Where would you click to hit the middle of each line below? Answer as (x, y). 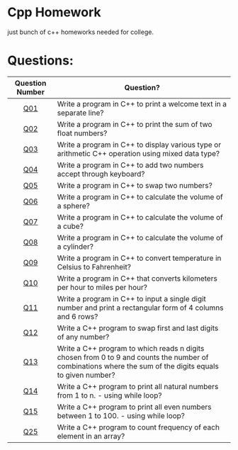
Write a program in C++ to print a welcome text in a (142, 103)
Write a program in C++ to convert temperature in (139, 258)
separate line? (80, 113)
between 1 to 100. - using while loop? (121, 415)
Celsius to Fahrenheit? (94, 266)
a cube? (70, 226)
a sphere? (73, 206)
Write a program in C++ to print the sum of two (135, 124)
